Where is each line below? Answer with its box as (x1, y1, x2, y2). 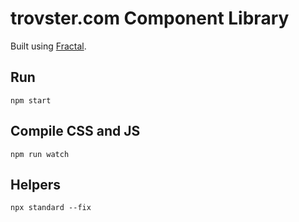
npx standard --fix (10, 203, 92, 213)
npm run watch (10, 149, 70, 159)
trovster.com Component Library (10, 7, 290, 30)
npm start (10, 95, 52, 106)
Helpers (10, 176, 61, 193)
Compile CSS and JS (10, 123, 141, 140)
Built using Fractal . (10, 40, 87, 52)
